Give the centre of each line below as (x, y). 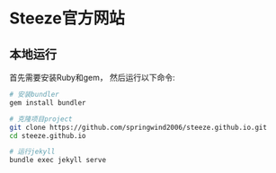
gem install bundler (48, 103)
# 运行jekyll (32, 152)
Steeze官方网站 (67, 18)
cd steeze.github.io (48, 135)
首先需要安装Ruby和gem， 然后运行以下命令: (92, 78)
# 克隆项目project (41, 119)
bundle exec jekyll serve (58, 160)
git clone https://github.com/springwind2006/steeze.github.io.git (138, 127)
